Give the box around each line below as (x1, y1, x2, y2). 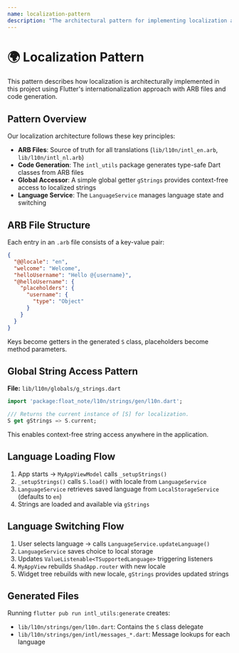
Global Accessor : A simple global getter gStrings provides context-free (17, 176, 229, 185)
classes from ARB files (17, 168, 84, 177)
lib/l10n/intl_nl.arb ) (17, 153, 85, 162)
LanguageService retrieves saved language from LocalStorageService (17, 485, 219, 493)
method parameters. (7, 345, 68, 353)
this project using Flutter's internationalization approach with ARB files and (7, 85, 226, 93)
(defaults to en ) (17, 492, 63, 501)
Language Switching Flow (7, 520, 124, 533)
